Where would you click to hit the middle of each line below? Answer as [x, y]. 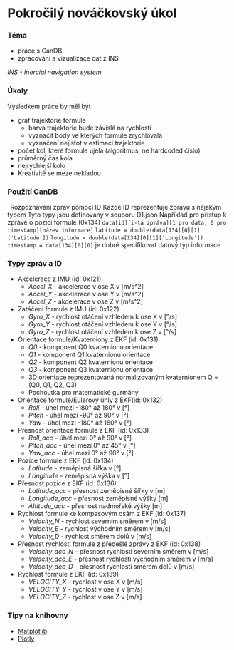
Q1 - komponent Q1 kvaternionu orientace [89, 355]
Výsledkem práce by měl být [49, 106]
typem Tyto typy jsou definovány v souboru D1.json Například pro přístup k [117, 215]
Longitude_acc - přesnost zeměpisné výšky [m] [98, 499]
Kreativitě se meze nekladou [59, 173]
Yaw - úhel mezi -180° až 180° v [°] [80, 423]
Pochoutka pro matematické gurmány [83, 393]
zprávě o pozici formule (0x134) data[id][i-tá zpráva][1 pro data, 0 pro [117, 222]
